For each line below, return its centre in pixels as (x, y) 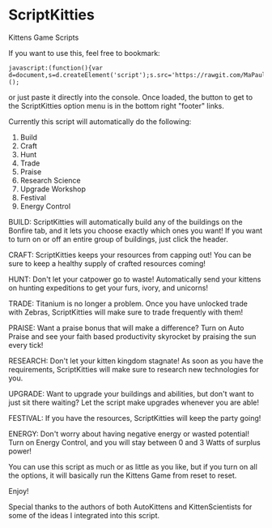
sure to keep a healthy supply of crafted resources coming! (107, 263)
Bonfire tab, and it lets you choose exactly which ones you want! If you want (136, 230)
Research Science (50, 180)
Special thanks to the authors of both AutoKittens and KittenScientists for (130, 507)
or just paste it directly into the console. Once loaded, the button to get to (131, 97)
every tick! (26, 345)
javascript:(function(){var (56, 68)
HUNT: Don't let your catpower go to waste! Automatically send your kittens (135, 279)
